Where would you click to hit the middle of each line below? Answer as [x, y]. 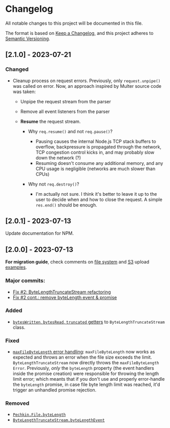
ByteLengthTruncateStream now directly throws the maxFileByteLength [86, 363]
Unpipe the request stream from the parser [66, 101]
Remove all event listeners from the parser [65, 111]
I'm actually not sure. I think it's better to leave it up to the [96, 194]
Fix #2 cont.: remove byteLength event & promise [65, 297]
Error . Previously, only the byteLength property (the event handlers [83, 368]
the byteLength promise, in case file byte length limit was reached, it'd [86, 385]
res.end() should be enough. [66, 205]
